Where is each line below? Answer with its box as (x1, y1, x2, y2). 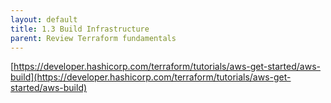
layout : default (10, 14, 78, 25)
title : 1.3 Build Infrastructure (10, 24, 150, 34)
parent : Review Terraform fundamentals (10, 33, 177, 43)
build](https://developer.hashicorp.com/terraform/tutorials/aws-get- (10, 71, 292, 83)
